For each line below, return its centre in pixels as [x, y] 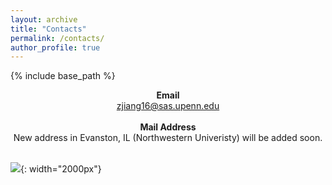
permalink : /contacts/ [57, 38]
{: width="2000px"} [61, 169]
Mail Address [168, 127]
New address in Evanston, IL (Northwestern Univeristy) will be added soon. [168, 138]
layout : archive [44, 19]
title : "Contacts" [48, 29]
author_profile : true [55, 47]
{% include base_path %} [63, 76]
